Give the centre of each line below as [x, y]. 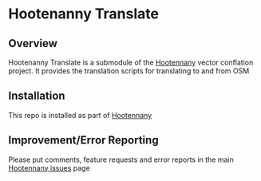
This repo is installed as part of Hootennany [80, 115]
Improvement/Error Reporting [83, 140]
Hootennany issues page [49, 167]
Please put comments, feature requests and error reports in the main [121, 159]
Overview [33, 43]
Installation [37, 96]
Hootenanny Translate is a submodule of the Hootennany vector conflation [131, 62]
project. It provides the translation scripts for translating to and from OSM [129, 71]
